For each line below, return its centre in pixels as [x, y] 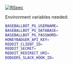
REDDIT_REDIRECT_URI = [27, 53]
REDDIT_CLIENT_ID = [24, 44]
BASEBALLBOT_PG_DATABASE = [32, 30]
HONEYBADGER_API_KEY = [27, 40]
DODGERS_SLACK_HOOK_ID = [30, 58]
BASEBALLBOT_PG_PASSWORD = [32, 35]
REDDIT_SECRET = [21, 49]
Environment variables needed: [37, 17]
